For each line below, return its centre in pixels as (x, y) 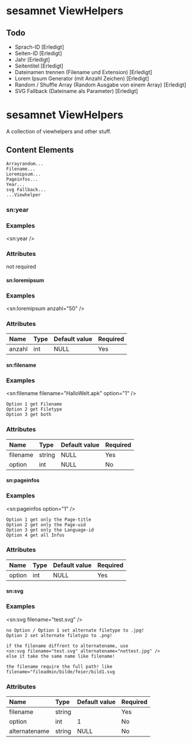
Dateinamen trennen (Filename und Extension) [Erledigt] (83, 72)
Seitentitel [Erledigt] (39, 66)
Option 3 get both (29, 415)
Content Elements (40, 150)
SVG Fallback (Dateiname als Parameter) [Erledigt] (76, 91)
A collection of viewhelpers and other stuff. (59, 131)
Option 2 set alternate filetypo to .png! (59, 635)
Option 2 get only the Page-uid (46, 525)
